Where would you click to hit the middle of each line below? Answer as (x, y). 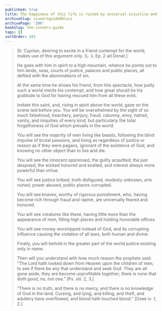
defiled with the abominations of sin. (53, 76)
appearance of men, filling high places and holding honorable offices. (86, 219)
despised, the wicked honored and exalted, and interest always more (86, 165)
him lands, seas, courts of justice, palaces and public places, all (81, 70)
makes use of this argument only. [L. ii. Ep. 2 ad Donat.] (72, 56)
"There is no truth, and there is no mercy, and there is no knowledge (85, 288)
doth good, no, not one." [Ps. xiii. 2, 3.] (55, 279)
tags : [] (14, 32)
